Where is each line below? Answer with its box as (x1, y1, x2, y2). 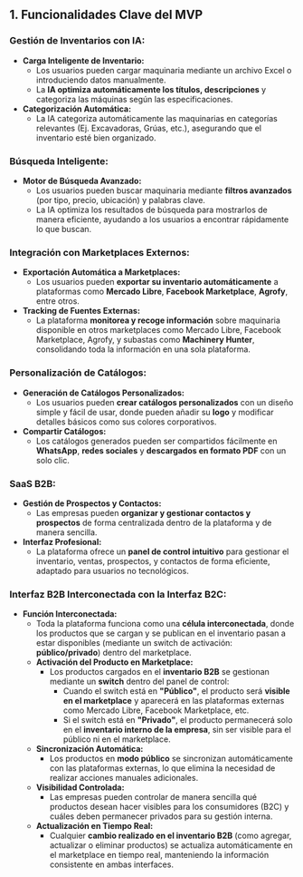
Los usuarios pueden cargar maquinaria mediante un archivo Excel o (35, 64, 292, 75)
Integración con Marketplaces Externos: (9, 246, 190, 258)
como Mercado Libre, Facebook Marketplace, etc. (62, 705, 250, 716)
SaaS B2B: (9, 477, 56, 490)
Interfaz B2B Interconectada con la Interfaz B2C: (9, 588, 227, 600)
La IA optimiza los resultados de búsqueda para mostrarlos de (35, 204, 269, 215)
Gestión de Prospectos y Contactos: (22, 498, 162, 509)
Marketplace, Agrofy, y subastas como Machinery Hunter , (35, 335, 255, 346)
